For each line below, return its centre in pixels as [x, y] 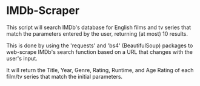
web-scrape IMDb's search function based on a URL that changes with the [99, 51]
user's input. [22, 58]
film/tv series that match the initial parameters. [65, 76]
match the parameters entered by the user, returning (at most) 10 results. [97, 33]
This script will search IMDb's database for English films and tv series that [99, 27]
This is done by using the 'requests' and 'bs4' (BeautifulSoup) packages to [100, 45]
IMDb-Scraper [43, 11]
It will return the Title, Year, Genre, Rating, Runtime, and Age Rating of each [100, 70]
